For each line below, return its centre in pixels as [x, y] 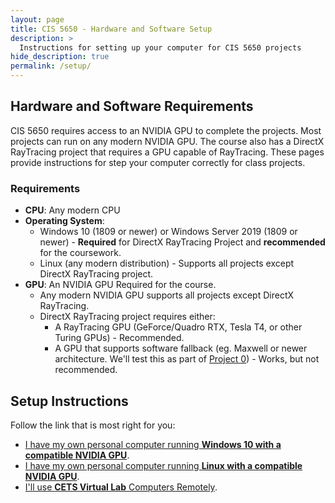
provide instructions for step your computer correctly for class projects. [158, 162]
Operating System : [64, 221]
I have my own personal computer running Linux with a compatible [163, 465]
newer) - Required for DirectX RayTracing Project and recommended [182, 242]
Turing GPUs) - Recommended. [119, 338]
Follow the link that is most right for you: [93, 425]
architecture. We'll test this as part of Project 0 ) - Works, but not [187, 359]
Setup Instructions [69, 401]
